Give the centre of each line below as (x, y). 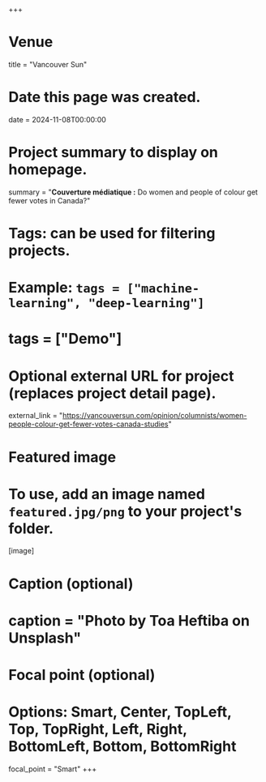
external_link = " (36, 416)
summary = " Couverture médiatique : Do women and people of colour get (133, 192)
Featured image (62, 457)
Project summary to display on (114, 153)
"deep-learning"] (146, 303)
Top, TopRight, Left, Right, (98, 729)
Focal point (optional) (82, 675)
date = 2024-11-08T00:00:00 (58, 119)
